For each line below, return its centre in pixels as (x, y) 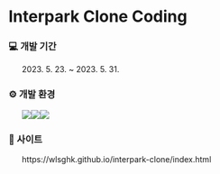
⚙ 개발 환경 (32, 95)
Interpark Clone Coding (98, 17)
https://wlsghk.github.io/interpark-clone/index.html (116, 160)
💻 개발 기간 (32, 47)
